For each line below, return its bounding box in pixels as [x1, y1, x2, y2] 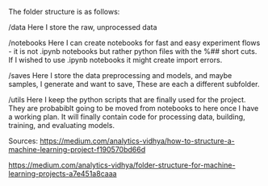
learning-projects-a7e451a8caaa [8, 169, 117, 178]
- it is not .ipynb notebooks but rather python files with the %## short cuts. [8, 47, 258, 56]
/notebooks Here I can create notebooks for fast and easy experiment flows [8, 38, 261, 48]
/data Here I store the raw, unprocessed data [8, 23, 157, 31]
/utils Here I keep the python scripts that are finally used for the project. [8, 95, 246, 104]
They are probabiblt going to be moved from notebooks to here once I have [8, 104, 259, 113]
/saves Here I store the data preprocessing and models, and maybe [8, 71, 232, 80]
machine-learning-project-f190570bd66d [8, 145, 146, 154]
